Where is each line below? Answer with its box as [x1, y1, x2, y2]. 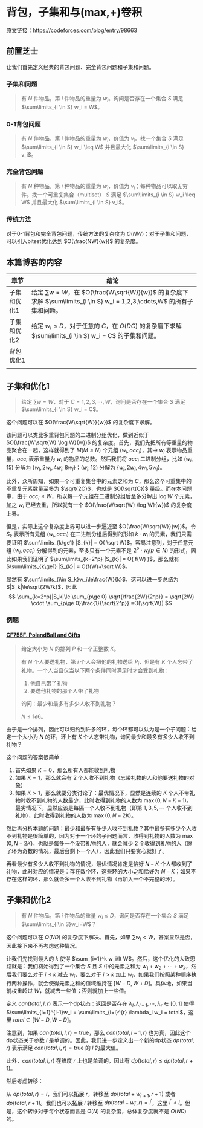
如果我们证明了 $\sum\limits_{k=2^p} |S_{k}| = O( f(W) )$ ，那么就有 [11, 556, 179, 563]
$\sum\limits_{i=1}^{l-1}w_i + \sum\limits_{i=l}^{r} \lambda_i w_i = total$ [6, 1008, 184, 1016]
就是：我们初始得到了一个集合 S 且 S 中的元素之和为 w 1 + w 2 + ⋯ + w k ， [11, 962, 192, 971]
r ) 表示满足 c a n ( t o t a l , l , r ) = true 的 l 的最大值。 [6, 1044, 122, 1051]
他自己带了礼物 [30, 679, 68, 687]
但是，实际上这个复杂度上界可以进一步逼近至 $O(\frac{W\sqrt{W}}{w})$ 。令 [6, 522, 196, 530]
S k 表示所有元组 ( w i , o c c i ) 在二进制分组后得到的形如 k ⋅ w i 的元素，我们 [6, 530, 181, 539]
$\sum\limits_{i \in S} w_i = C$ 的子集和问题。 [31, 332, 160, 340]
